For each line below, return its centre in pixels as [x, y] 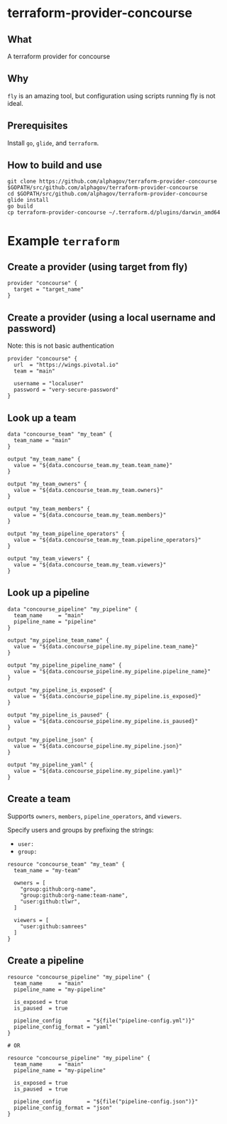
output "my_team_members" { [49, 509]
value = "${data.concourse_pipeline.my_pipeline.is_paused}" [106, 721]
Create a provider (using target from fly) [98, 267]
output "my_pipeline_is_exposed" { [60, 690]
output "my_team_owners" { [47, 484]
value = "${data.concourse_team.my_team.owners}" [88, 491]
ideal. [15, 103]
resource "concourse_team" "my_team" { [66, 864]
